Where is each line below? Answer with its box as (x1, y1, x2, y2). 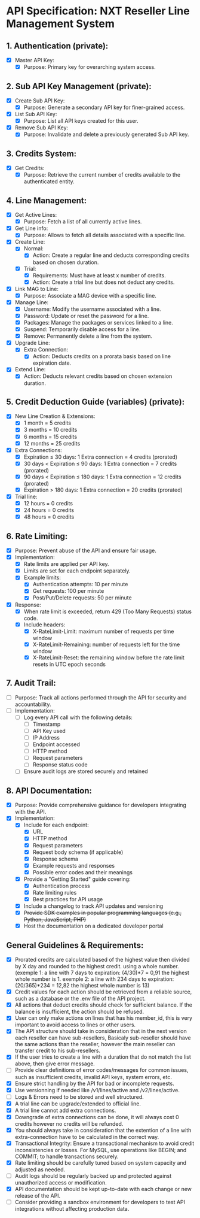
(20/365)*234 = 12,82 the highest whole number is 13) (14, 982, 150, 989)
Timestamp (32, 720, 61, 728)
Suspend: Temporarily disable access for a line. (23, 326, 141, 333)
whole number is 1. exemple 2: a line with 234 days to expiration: (14, 975, 174, 983)
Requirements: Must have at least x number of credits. (32, 271, 166, 279)
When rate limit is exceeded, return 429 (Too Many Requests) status (23, 608, 192, 615)
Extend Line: (14, 366, 46, 373)
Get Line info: (14, 225, 48, 232)
